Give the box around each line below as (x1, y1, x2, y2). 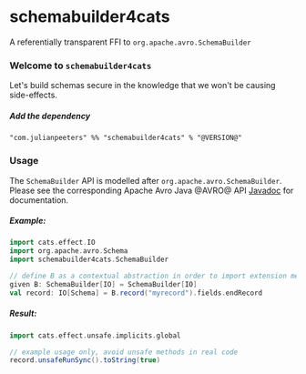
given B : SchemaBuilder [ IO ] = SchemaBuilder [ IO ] (9, 279, 198, 288)
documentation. (9, 194, 69, 206)
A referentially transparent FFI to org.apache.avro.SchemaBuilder (9, 36, 252, 47)
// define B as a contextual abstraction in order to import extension (9, 271, 287, 281)
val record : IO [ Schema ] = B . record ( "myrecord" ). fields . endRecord (9, 288, 263, 298)
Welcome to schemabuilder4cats (9, 59, 152, 72)
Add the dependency (9, 110, 91, 121)
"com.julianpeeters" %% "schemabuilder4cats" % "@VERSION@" (9, 134, 243, 143)
